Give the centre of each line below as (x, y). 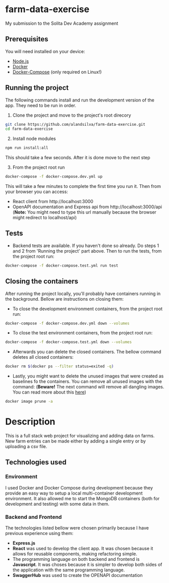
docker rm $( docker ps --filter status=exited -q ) (60, 367)
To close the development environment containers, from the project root (88, 309)
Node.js (21, 61)
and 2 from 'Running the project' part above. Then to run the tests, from (87, 251)
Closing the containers (42, 281)
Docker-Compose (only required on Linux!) (57, 72)
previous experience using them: (39, 533)
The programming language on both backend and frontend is (76, 559)
